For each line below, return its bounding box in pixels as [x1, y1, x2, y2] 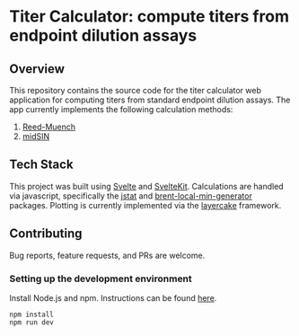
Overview [9, 61, 66, 76]
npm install [9, 310, 54, 319]
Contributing [9, 226, 83, 242]
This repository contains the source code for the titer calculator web [9, 85, 262, 95]
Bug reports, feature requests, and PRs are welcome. [9, 250, 206, 261]
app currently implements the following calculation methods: [9, 104, 233, 114]
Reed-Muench [22, 121, 76, 132]
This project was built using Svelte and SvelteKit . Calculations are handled [9, 181, 285, 191]
